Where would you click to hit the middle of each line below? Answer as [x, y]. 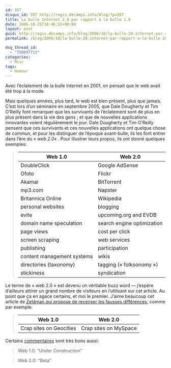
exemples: [16, 144]
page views [34, 232]
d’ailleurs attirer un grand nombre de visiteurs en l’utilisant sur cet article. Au [85, 291]
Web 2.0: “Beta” [35, 361]
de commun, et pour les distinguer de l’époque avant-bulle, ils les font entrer [85, 133]
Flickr [105, 174]
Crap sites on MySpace [109, 328]
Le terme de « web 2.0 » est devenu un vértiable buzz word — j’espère [79, 286]
